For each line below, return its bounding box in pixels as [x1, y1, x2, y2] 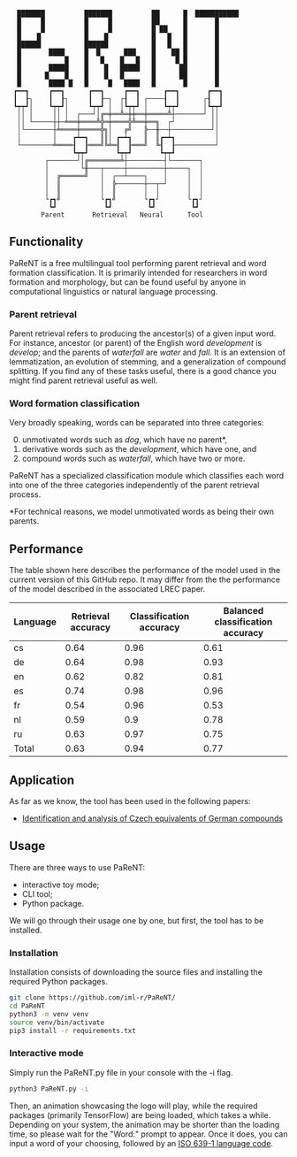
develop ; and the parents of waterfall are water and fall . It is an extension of [9, 347, 286, 358]
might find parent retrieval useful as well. [9, 375, 158, 386]
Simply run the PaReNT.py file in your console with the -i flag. [9, 1067, 233, 1077]
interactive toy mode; [21, 879, 100, 890]
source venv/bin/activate [9, 1018, 104, 1027]
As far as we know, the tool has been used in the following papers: [9, 796, 251, 807]
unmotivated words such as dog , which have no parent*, [21, 434, 228, 445]
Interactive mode [9, 1047, 84, 1060]
